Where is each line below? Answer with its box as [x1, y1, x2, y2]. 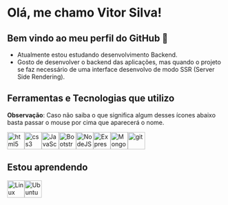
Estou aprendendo [7, 162, 88, 173]
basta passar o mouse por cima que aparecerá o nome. [7, 118, 165, 126]
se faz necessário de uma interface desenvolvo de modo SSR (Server [17, 66, 215, 73]
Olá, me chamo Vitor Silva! [7, 5, 162, 21]
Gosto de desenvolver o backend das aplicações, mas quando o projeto [17, 58, 222, 66]
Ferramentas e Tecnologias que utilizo [7, 92, 175, 104]
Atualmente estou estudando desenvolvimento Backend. [17, 50, 178, 59]
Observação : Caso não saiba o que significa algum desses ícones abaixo [7, 110, 216, 119]
